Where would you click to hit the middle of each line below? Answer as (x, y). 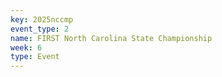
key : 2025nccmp (42, 19)
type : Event (35, 57)
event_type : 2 (40, 29)
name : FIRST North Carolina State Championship (111, 38)
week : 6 (26, 47)
